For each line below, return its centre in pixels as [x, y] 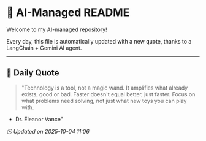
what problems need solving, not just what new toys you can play [104, 101]
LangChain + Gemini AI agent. [44, 48]
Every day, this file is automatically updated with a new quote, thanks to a [99, 41]
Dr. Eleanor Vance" [39, 119]
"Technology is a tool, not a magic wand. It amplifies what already [105, 88]
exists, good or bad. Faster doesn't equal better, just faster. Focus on [108, 94]
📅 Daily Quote [33, 73]
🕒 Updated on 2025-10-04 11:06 [48, 131]
